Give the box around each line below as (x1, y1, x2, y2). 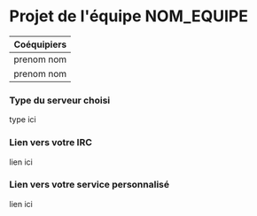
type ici (9, 114, 37, 125)
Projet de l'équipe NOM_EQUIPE (9, 6, 249, 27)
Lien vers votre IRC (9, 136, 93, 149)
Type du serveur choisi (9, 94, 111, 106)
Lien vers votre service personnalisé (9, 179, 170, 191)
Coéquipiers (13, 38, 67, 50)
